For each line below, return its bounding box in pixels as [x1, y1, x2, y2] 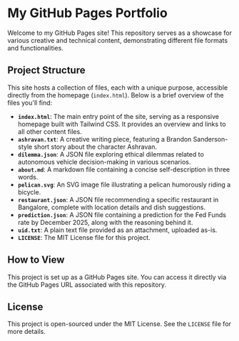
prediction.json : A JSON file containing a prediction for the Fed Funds [17, 210, 227, 219]
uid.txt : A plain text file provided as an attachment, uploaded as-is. [17, 226, 218, 234]
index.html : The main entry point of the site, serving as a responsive [17, 112, 220, 120]
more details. [7, 327, 46, 336]
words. [17, 172, 39, 181]
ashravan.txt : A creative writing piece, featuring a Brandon [17, 135, 192, 143]
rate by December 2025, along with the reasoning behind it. [17, 218, 193, 226]
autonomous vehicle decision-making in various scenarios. [17, 157, 191, 166]
